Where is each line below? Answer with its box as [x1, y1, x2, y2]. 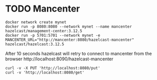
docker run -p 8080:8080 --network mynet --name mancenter [5, 24, 132, 29]
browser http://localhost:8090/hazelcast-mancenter [5, 56, 114, 62]
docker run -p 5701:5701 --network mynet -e [5, 33, 100, 38]
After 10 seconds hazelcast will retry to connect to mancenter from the [5, 50, 152, 56]
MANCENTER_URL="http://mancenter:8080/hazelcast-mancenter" [5, 37, 135, 42]
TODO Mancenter [5, 3, 80, 15]
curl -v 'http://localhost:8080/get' [5, 70, 85, 75]
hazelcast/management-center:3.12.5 [5, 28, 82, 33]
